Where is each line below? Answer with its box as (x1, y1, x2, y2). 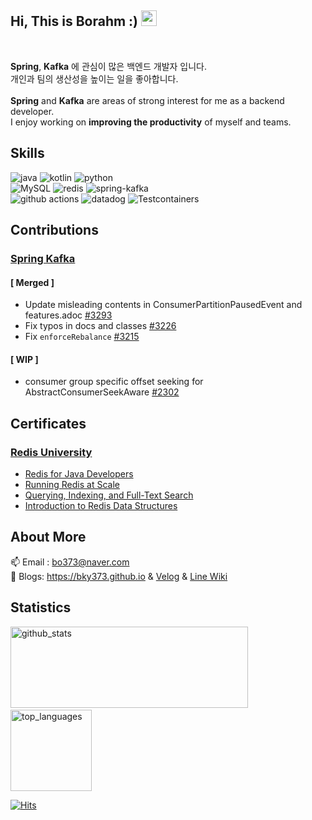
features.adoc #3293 (24, 309, 113, 321)
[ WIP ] (10, 353, 39, 365)
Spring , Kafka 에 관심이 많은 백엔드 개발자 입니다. (10, 60, 207, 72)
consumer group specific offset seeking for (24, 376, 204, 388)
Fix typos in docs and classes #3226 (24, 320, 177, 332)
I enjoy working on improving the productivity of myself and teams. (10, 116, 292, 128)
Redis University (10, 445, 93, 459)
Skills (10, 145, 45, 162)
